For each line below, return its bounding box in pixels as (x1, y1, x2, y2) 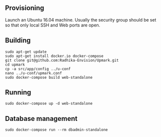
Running (5, 88, 32, 97)
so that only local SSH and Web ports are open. (5, 22, 101, 28)
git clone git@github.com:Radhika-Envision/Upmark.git (5, 58, 119, 63)
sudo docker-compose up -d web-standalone (5, 101, 93, 106)
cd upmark (5, 62, 25, 67)
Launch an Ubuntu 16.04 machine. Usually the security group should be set (5, 17, 157, 23)
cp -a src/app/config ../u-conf (5, 66, 71, 71)
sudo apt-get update (5, 49, 47, 54)
